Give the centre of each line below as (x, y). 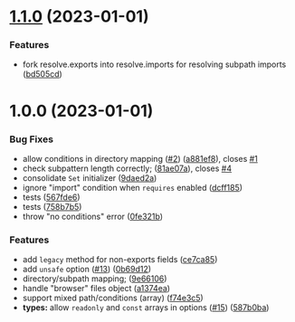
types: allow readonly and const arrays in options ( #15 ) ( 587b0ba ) (146, 308)
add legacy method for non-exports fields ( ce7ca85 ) (120, 260)
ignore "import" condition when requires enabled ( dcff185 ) (132, 187)
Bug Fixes (32, 139)
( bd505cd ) (43, 74)
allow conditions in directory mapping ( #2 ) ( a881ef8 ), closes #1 (140, 158)
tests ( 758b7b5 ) (52, 206)
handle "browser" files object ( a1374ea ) (96, 289)
